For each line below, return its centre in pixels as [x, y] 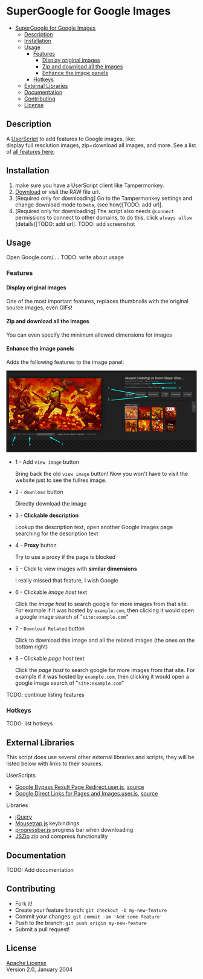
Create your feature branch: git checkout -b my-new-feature [91, 910]
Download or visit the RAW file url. [58, 191]
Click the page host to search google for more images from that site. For [105, 670]
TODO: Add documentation [40, 869]
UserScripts [21, 776]
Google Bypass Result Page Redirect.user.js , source [79, 787]
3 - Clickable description [47, 515]
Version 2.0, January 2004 [40, 969]
